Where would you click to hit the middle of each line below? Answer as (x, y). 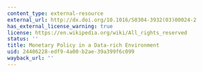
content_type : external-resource (55, 13)
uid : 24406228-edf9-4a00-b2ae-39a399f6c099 (71, 52)
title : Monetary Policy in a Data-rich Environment (83, 45)
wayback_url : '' (30, 58)
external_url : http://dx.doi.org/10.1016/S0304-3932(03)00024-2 (102, 20)
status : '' (23, 39)
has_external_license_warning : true (60, 26)
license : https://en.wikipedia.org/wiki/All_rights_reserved (97, 33)
